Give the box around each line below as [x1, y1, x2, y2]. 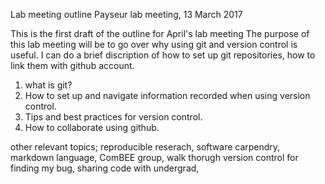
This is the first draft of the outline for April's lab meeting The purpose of [10, 28, 310, 39]
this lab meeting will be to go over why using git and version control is [10, 39, 298, 50]
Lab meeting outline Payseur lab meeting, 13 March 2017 [10, 9, 243, 20]
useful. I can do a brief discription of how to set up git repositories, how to [10, 49, 316, 61]
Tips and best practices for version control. [24, 111, 203, 123]
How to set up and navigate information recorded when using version [24, 90, 311, 101]
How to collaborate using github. [24, 122, 160, 133]
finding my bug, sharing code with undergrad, [10, 162, 200, 174]
